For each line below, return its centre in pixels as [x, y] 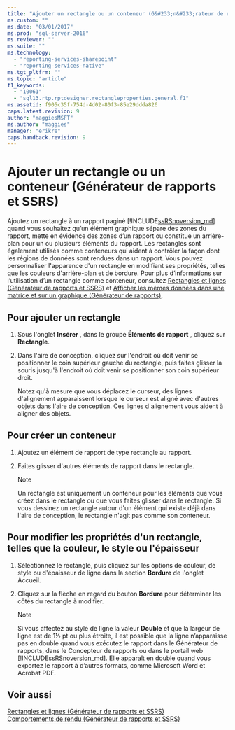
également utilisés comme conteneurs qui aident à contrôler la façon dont [114, 251]
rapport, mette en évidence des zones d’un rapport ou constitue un [104, 236]
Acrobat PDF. [36, 673]
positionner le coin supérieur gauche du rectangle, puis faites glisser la [120, 363]
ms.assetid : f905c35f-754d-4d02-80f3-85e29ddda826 [83, 105]
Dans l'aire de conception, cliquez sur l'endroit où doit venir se [107, 355]
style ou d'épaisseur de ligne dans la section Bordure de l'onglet [111, 573]
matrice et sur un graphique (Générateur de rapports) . [85, 295]
